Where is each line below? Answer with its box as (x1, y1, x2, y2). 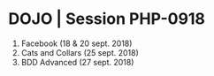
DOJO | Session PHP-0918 (8, 9, 205, 29)
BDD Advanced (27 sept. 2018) (20, 57, 134, 67)
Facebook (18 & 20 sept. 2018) (20, 38, 133, 49)
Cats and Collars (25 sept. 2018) (20, 47, 139, 57)
